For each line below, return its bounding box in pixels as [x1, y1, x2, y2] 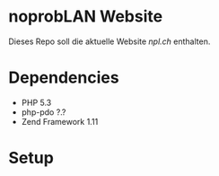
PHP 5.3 [21, 97, 52, 108]
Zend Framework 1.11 [21, 116, 99, 127]
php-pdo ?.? [21, 106, 66, 118]
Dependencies [8, 67, 119, 88]
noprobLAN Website [8, 6, 163, 27]
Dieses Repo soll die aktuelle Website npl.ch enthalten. [8, 36, 211, 47]
